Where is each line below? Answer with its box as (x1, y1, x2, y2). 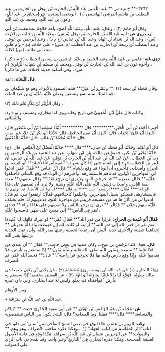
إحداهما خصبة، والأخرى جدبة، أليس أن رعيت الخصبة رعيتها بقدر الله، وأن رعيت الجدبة (5, 227, 160, 233)
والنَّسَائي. (5, 115, 23, 121)
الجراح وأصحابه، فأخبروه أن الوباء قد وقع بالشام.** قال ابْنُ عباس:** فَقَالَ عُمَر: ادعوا (5, 165, 159, 171)
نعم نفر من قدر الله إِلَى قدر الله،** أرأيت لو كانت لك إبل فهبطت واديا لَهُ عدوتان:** (5, 222, 155, 227)
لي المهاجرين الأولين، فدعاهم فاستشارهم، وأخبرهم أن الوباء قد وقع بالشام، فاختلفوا (5, 170, 156, 176)
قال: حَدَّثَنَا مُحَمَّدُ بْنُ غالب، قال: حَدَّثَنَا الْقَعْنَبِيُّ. (5, 135, 86, 140)
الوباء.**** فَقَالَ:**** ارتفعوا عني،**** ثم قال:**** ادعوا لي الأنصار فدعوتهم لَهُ (5, 186, 150, 192)
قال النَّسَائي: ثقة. (5, 76, 36, 81)
